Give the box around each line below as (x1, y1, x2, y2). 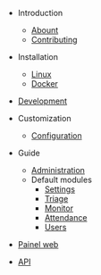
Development (17, 96, 68, 106)
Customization (17, 113, 72, 123)
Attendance (44, 212, 88, 222)
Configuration (30, 130, 82, 141)
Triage (44, 194, 69, 204)
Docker (30, 79, 58, 88)
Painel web (17, 239, 59, 249)
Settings (44, 184, 76, 195)
